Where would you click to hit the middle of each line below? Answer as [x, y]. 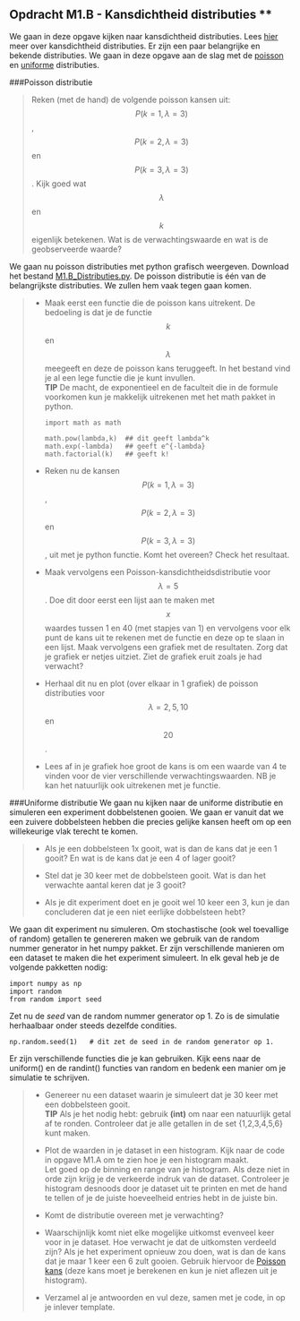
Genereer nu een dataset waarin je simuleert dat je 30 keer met [161, 1094]
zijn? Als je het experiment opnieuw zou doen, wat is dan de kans [165, 1251]
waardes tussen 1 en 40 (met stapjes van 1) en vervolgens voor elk [167, 628]
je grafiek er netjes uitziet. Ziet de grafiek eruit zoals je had [153, 656]
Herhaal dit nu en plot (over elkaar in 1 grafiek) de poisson [151, 683]
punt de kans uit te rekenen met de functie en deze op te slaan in [164, 637]
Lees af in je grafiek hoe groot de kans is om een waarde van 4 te [166, 766]
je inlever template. [80, 1307]
